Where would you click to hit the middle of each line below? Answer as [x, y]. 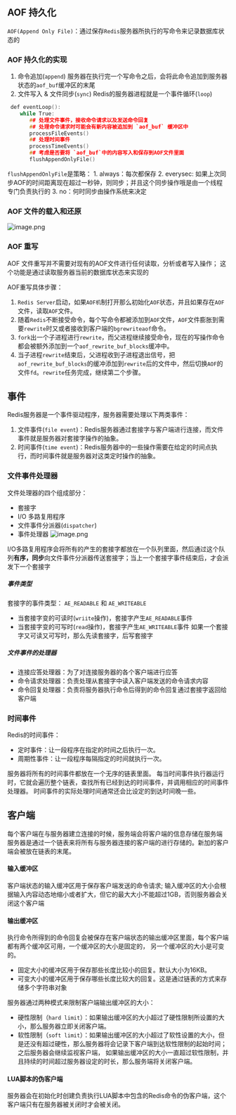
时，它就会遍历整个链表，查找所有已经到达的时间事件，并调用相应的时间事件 [118, 782]
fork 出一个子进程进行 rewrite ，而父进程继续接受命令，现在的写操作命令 [121, 337]
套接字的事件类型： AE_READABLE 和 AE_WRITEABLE [77, 602]
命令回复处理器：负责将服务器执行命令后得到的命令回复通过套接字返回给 [122, 689]
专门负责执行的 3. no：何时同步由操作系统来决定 [77, 191]
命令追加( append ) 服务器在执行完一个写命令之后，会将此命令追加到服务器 [122, 77]
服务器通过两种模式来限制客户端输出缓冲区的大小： [81, 1003]
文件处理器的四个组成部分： [47, 492]
